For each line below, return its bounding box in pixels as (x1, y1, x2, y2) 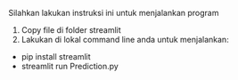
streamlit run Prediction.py (21, 61, 119, 71)
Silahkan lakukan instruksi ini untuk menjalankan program (8, 8, 219, 18)
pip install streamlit (21, 52, 91, 61)
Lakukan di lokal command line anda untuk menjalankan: (21, 35, 229, 44)
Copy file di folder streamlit (21, 25, 121, 35)
